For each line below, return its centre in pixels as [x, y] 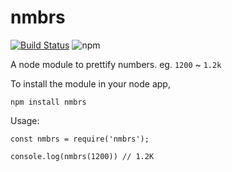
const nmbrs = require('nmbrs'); [80, 139]
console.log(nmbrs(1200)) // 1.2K [82, 156]
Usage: [25, 120]
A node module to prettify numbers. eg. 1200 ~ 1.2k [116, 64]
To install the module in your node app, [90, 83]
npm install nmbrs [48, 102]
